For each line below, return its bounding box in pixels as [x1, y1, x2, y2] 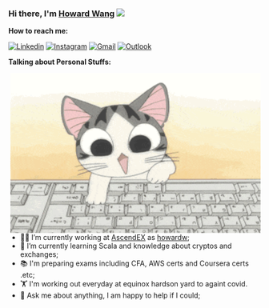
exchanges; [19, 250, 58, 259]
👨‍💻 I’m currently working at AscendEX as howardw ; [19, 233, 191, 242]
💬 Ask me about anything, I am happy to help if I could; [19, 290, 201, 300]
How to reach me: [8, 26, 68, 36]
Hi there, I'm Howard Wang [8, 8, 115, 19]
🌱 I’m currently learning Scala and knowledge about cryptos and [19, 241, 232, 251]
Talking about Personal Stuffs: [8, 57, 111, 67]
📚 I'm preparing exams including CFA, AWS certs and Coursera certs [19, 258, 250, 268]
